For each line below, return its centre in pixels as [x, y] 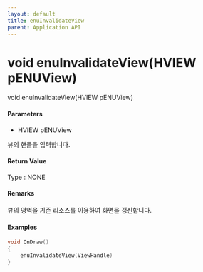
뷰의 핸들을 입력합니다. [39, 144]
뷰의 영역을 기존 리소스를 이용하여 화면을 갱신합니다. [79, 210]
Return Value [27, 161]
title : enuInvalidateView [46, 21]
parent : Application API [44, 27]
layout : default [31, 14]
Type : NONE [26, 177]
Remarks [21, 193]
